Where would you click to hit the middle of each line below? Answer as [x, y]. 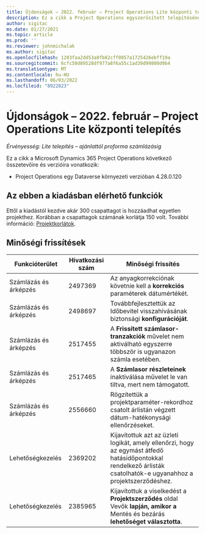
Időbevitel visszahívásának [149, 311]
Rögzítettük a [129, 394]
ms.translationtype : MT [37, 69]
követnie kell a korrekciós [147, 285]
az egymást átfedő [137, 450]
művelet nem [165, 336]
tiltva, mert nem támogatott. [150, 385]
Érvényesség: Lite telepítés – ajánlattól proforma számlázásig [84, 146]
